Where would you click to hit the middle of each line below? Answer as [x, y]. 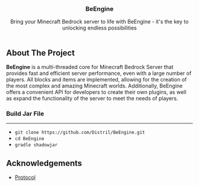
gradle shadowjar [36, 145]
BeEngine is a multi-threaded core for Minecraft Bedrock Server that [90, 67]
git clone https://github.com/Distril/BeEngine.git [80, 133]
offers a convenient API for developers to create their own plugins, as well [96, 92]
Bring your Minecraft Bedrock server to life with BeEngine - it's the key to [99, 22]
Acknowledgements [44, 163]
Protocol [25, 177]
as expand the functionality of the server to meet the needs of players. [92, 99]
